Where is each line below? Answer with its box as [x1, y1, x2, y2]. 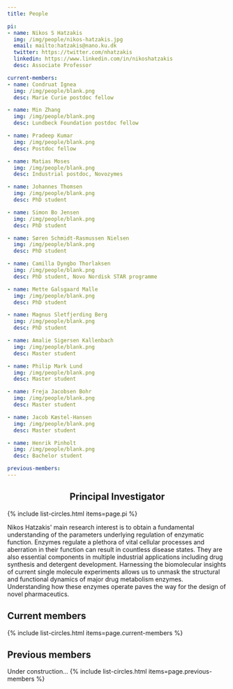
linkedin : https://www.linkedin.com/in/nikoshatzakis [13, 55, 173, 63]
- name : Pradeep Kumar [7, 132, 73, 139]
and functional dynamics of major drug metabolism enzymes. [7, 574, 183, 583]
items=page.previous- [148, 667, 213, 676]
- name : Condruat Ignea [7, 81, 77, 88]
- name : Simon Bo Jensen [7, 209, 80, 216]
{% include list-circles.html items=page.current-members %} [7, 628, 183, 637]
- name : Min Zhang [7, 106, 61, 114]
